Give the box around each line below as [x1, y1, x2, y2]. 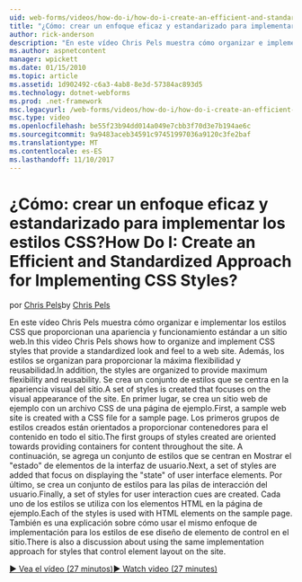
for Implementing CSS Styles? [9, 270, 238, 290]
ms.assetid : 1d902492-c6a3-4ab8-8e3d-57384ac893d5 [9, 80, 203, 89]
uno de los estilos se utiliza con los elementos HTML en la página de [9, 498, 263, 509]
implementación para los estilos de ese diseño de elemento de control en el [9, 527, 289, 538]
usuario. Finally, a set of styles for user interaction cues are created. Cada [9, 489, 281, 499]
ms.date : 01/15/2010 [9, 64, 87, 73]
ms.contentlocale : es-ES [9, 146, 102, 155]
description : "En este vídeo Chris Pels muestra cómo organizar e [9, 38, 263, 48]
